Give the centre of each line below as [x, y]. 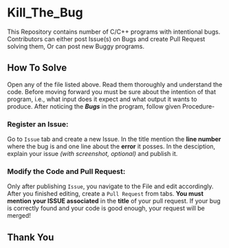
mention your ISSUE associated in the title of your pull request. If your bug [114, 201]
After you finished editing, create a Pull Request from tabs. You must [106, 194]
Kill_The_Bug [45, 13]
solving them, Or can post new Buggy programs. [76, 46]
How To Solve [37, 68]
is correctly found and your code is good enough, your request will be [106, 208]
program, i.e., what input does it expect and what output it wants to [102, 99]
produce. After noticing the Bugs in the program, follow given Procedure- [111, 106]
